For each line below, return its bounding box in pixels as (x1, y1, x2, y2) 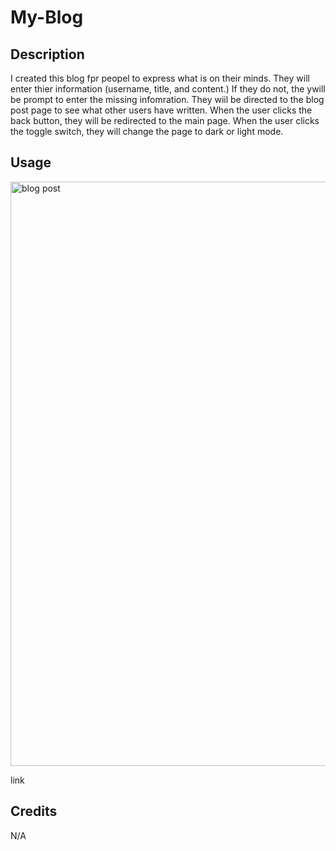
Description (10, 46, 85, 63)
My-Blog (10, 6, 84, 29)
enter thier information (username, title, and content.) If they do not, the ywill (10, 83, 326, 95)
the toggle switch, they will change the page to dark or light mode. (10, 126, 284, 137)
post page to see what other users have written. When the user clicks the (10, 104, 313, 116)
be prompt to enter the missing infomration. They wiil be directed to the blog (10, 94, 325, 105)
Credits (10, 803, 58, 820)
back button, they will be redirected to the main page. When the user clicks (10, 115, 320, 126)
